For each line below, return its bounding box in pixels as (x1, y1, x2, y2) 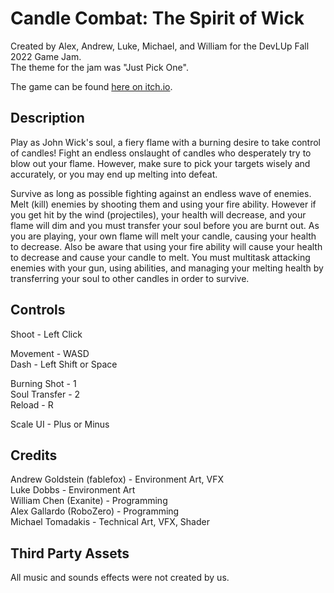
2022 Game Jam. (10, 50, 82, 62)
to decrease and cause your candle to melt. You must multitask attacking (10, 251, 311, 263)
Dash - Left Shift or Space (10, 358, 118, 370)
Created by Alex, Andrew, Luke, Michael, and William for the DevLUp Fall (10, 40, 310, 52)
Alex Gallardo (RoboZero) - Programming (10, 505, 180, 517)
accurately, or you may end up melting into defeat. (10, 168, 218, 180)
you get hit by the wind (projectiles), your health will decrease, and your (10, 208, 307, 221)
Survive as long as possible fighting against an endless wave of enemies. (10, 187, 312, 199)
